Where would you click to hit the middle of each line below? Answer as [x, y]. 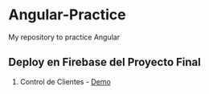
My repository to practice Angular [64, 37]
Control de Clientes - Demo [65, 81]
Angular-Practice [67, 15]
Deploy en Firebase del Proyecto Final [104, 62]
